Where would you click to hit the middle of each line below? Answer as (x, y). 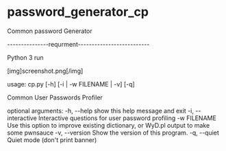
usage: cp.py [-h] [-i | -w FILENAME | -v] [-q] (71, 84)
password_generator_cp (78, 12)
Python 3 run (25, 57)
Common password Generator (50, 31)
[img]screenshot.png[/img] (45, 71)
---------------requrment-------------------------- (78, 44)
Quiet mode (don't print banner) (52, 140)
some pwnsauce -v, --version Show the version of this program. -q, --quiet (113, 132)
